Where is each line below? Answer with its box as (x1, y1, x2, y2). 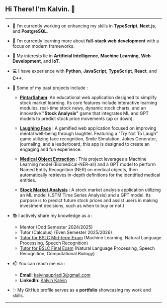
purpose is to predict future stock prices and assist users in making (19, 197, 158, 203)
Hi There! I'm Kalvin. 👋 (5, 5, 76, 13)
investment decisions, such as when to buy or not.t (19, 203, 124, 208)
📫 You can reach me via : (12, 260, 66, 266)
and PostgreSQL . (12, 28, 48, 34)
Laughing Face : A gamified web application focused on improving (19, 125, 157, 131)
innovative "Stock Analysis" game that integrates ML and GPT (19, 110, 149, 116)
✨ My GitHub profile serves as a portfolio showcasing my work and (12, 287, 151, 293)
